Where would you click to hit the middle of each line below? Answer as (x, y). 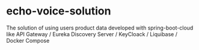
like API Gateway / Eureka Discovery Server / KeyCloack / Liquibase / (92, 34)
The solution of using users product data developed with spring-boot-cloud (100, 28)
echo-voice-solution (59, 11)
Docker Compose (28, 40)
